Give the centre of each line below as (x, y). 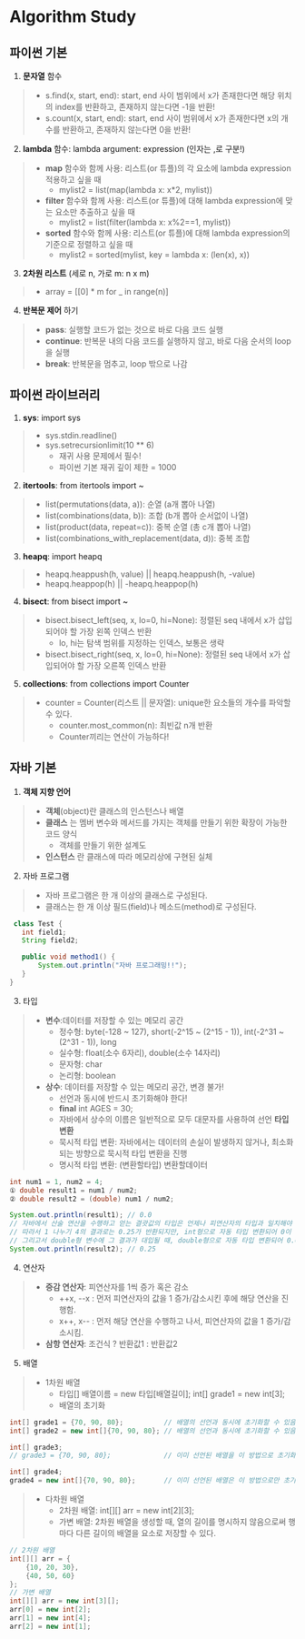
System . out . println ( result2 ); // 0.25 (83, 1249)
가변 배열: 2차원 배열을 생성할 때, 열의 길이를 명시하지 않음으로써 (172, 1522)
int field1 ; (44, 932)
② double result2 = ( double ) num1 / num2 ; (92, 1199)
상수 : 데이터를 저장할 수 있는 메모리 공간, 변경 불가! (134, 1086)
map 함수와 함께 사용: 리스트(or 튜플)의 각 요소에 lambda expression (168, 168)
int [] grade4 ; (36, 1472)
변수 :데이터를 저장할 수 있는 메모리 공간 (114, 1020)
